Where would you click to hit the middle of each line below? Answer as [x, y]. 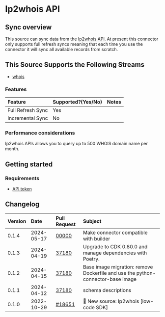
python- [146, 273]
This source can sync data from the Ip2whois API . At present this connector [82, 39]
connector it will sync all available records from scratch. [62, 49]
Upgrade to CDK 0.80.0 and [115, 246]
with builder [96, 238]
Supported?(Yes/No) [77, 102]
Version [17, 221]
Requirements [22, 178]
